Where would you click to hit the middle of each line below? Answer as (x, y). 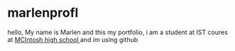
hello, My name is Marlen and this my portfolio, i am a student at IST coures (118, 32)
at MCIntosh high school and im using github (73, 39)
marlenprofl (43, 13)
